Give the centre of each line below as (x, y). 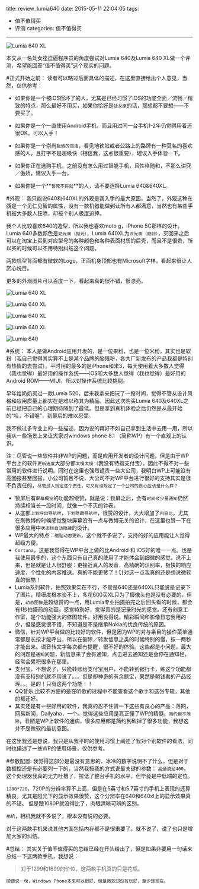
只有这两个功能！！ (69, 684)
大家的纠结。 (27, 836)
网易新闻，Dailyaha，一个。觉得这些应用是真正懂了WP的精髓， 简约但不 (100, 713)
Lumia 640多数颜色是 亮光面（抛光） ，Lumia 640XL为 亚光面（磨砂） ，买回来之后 (98, 233)
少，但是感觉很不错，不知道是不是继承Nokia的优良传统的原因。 (92, 624)
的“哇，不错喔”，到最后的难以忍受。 (50, 416)
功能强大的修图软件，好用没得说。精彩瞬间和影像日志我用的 (113, 617)
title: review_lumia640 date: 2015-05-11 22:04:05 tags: (73, 9)
